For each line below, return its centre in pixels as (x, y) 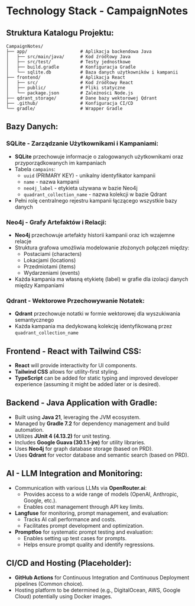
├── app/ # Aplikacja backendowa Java (79, 52)
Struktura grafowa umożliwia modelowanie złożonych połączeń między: (102, 248)
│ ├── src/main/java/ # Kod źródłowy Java (69, 57)
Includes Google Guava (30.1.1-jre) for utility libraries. (80, 442)
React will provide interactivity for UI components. (76, 365)
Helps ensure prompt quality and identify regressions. (89, 544)
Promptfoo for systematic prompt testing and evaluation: (84, 532)
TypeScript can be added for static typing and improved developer (96, 378)
